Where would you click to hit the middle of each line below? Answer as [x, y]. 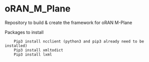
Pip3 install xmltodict [39, 50]
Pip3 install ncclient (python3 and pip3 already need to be [79, 41]
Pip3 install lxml [33, 54]
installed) [16, 45]
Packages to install [24, 32]
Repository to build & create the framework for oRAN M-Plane [68, 22]
